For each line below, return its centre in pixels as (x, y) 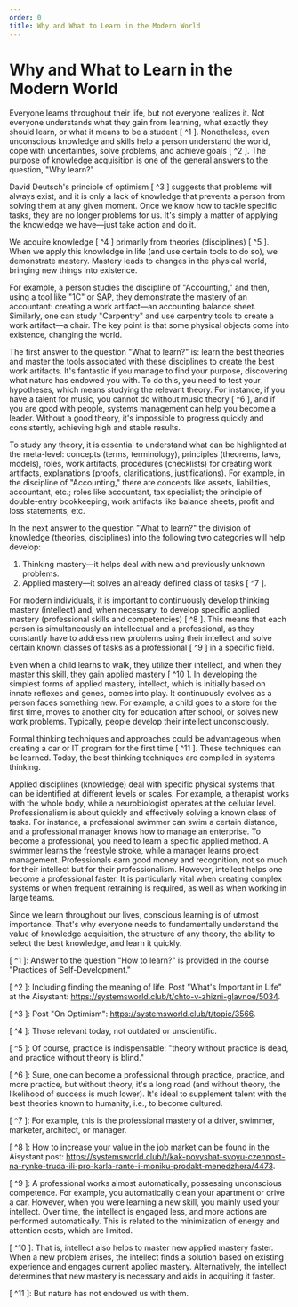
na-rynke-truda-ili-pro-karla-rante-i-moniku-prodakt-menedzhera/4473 (141, 1167)
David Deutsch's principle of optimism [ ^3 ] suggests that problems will (141, 187)
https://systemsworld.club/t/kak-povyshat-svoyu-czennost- (175, 1157)
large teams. (32, 898)
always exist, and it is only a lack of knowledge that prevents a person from (147, 196)
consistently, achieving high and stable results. (95, 428)
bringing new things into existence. (73, 270)
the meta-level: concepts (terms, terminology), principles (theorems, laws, (145, 454)
